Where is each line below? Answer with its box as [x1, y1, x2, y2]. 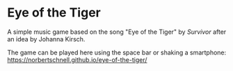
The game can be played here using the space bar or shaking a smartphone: [7, 48, 227, 57]
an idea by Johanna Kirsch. [7, 34, 86, 43]
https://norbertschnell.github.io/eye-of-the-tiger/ [7, 55, 147, 63]
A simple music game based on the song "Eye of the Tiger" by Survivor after [7, 28, 227, 36]
